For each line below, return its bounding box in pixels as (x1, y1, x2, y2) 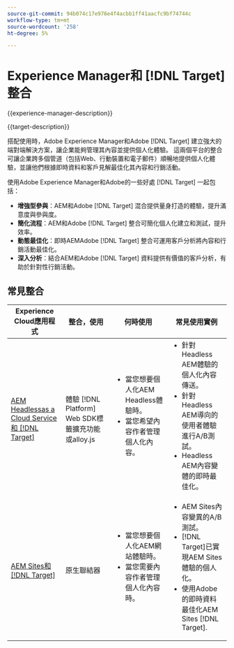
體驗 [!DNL (65, 395, 101, 404)
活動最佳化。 (23, 245, 61, 253)
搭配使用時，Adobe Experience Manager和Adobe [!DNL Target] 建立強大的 (7, 137, 222, 145)
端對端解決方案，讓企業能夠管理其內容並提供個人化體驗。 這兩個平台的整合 (7, 146, 223, 154)
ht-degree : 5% (7, 29, 49, 37)
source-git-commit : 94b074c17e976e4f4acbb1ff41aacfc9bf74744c (7, 10, 192, 17)
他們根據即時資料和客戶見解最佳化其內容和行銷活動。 (31, 163, 185, 172)
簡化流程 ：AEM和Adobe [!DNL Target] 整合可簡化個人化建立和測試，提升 (17, 219, 226, 228)
